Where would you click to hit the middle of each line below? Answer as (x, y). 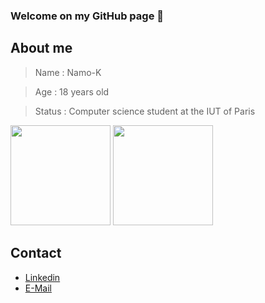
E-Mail (38, 288)
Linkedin (42, 277)
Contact (36, 253)
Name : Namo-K (68, 72)
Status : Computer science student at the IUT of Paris (145, 111)
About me (41, 48)
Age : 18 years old (72, 91)
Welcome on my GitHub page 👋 (87, 16)
